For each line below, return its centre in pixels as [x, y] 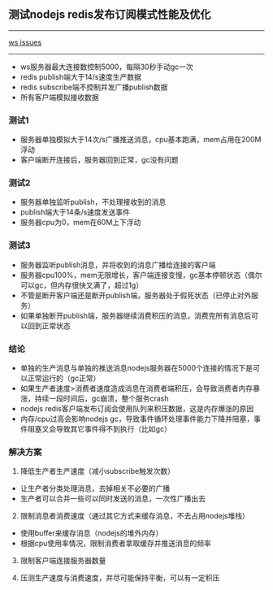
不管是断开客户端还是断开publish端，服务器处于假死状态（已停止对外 [136, 295]
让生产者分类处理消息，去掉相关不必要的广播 [95, 488]
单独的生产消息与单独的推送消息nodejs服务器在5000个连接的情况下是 [136, 368]
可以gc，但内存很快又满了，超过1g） [82, 285]
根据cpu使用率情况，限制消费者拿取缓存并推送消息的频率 [115, 544]
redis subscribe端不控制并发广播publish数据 [94, 87]
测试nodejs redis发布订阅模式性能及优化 [110, 15]
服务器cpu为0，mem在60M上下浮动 [80, 223]
